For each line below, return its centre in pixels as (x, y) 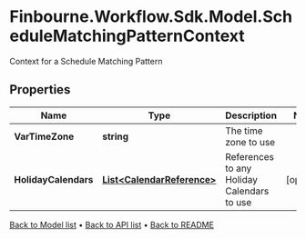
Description (251, 115)
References (250, 156)
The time (244, 131)
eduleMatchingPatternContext (127, 36)
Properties (40, 90)
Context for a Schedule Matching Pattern (86, 61)
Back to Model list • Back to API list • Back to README (112, 224)
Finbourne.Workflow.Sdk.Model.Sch (151, 17)
